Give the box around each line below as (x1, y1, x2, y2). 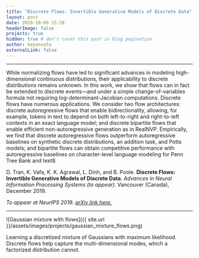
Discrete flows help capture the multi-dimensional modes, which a (6, 240, 168, 247)
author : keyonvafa (6, 42, 52, 48)
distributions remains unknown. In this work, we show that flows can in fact (6, 81, 190, 89)
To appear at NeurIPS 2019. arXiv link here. (6, 199, 113, 206)
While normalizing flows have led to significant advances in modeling (6, 69, 175, 76)
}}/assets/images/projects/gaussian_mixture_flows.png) (6, 222, 143, 229)
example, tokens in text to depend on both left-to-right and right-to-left (6, 113, 179, 120)
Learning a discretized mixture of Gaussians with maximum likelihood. (6, 233, 177, 240)
